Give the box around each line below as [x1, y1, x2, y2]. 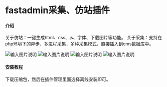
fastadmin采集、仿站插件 [5, 5, 110, 16]
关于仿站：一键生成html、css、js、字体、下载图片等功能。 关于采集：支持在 [5, 35, 162, 41]
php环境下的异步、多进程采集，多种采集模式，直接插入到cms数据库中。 [5, 41, 154, 47]
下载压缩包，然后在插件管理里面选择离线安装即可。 [5, 76, 111, 82]
